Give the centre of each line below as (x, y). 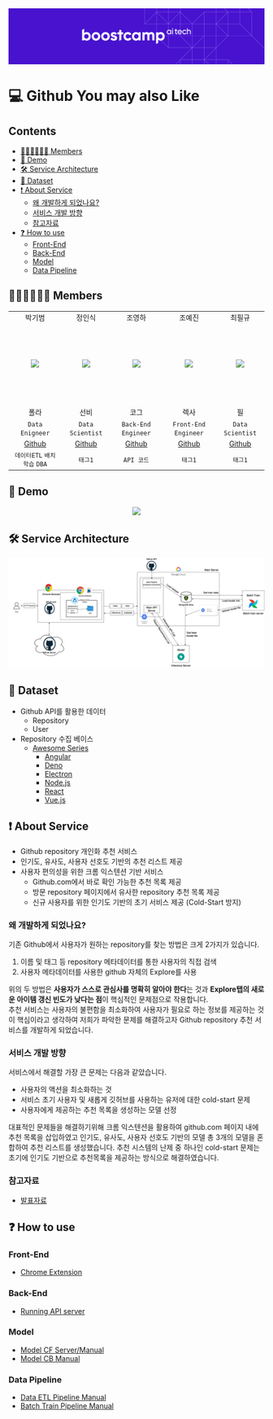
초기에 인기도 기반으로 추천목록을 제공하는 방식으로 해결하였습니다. (114, 1158)
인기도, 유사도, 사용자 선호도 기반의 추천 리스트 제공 (101, 861)
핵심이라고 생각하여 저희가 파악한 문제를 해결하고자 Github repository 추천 (135, 1019)
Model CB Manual (50, 1358)
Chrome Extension (51, 1272)
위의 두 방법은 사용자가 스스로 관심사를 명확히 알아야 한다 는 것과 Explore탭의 (129, 989)
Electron (58, 773)
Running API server (52, 1311)
